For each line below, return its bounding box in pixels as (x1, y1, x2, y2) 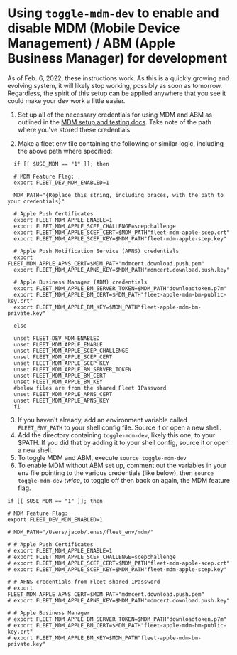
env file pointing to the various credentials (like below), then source (17, 468, 214, 477)
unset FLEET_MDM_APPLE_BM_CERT (13, 372, 106, 379)
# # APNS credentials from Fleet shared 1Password (7, 578, 160, 585)
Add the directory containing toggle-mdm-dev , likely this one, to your (17, 430, 216, 439)
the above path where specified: (17, 147, 113, 155)
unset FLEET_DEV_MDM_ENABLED (13, 334, 100, 342)
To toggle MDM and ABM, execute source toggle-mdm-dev (17, 453, 187, 462)
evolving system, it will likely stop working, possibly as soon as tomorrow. (7, 81, 223, 90)
